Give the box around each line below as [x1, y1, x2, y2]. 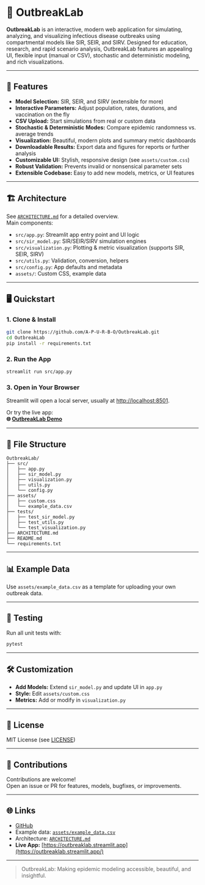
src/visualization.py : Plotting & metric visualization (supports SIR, [15, 244, 185, 251]
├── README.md [6, 535, 43, 542]
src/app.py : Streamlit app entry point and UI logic [15, 231, 140, 238]
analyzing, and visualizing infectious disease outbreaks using [6, 32, 160, 39]
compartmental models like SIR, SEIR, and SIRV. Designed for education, [6, 38, 188, 46]
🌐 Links [6, 806, 36, 816]
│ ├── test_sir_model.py [6, 514, 75, 521]
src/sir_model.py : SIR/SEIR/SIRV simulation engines [15, 237, 146, 245]
